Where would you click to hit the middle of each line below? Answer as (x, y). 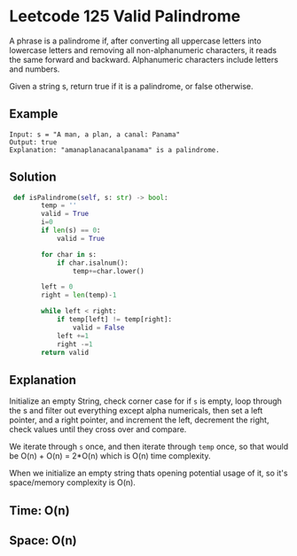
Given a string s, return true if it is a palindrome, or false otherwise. (132, 86)
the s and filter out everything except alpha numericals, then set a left (136, 411)
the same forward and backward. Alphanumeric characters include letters (144, 59)
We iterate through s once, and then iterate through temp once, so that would (149, 447)
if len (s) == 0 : (71, 231)
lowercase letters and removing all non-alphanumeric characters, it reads (143, 50)
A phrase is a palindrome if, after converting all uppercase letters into (135, 41)
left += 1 (73, 336)
